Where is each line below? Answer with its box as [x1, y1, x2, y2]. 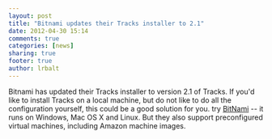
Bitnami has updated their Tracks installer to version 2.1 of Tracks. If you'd [8, 86, 255, 96]
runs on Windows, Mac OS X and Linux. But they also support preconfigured [8, 112, 263, 122]
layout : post [8, 11, 53, 20]
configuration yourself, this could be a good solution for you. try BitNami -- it [8, 103, 264, 113]
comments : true [8, 34, 60, 43]
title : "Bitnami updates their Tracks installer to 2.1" [8, 19, 205, 27]
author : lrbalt [8, 65, 60, 73]
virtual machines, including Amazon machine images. [8, 120, 186, 130]
